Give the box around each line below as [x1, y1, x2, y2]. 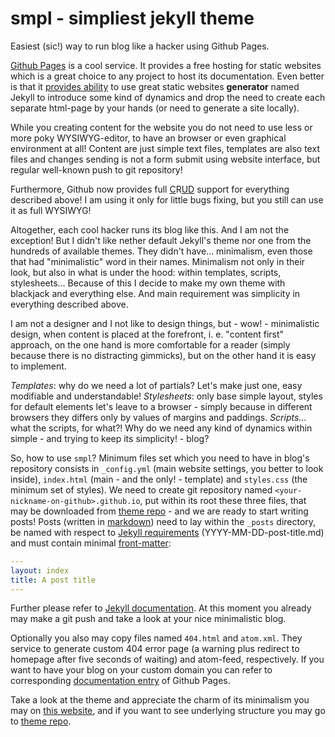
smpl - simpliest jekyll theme [10, 7, 255, 30]
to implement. [10, 360, 67, 372]
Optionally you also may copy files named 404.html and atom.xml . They [10, 632, 303, 644]
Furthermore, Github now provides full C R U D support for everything [10, 183, 290, 195]
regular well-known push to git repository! [10, 163, 183, 176]
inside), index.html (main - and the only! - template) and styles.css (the [10, 473, 308, 485]
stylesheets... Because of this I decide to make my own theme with [10, 277, 286, 289]
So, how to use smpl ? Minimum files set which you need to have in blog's [10, 452, 310, 464]
